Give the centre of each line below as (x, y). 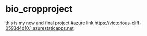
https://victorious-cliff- (118, 23)
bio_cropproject (39, 9)
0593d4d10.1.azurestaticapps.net (39, 28)
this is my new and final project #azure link (49, 23)
